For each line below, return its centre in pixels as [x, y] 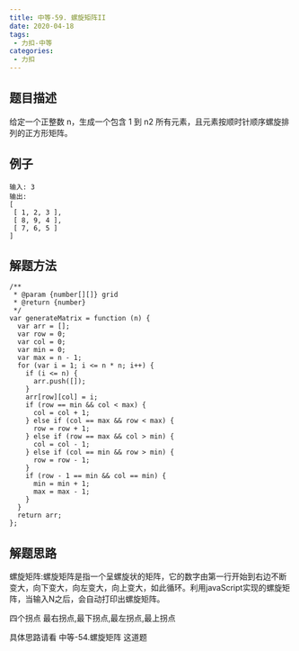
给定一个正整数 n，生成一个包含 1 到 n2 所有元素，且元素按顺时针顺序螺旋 [145, 122]
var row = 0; [42, 334]
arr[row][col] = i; [62, 397]
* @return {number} [50, 303]
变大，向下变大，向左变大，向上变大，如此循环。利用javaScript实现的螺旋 [146, 588]
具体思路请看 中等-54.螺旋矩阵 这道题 [79, 637]
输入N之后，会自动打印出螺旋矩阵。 [99, 599]
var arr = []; [44, 326]
